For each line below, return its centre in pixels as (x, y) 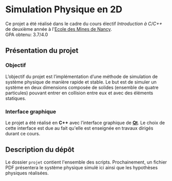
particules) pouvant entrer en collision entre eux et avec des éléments (79, 93)
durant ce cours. (23, 133)
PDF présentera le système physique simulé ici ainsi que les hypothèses (82, 167)
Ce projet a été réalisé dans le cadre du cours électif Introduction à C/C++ (84, 24)
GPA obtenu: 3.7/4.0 (27, 34)
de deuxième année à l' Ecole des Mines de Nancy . (59, 29)
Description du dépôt (40, 150)
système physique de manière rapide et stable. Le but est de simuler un (81, 82)
